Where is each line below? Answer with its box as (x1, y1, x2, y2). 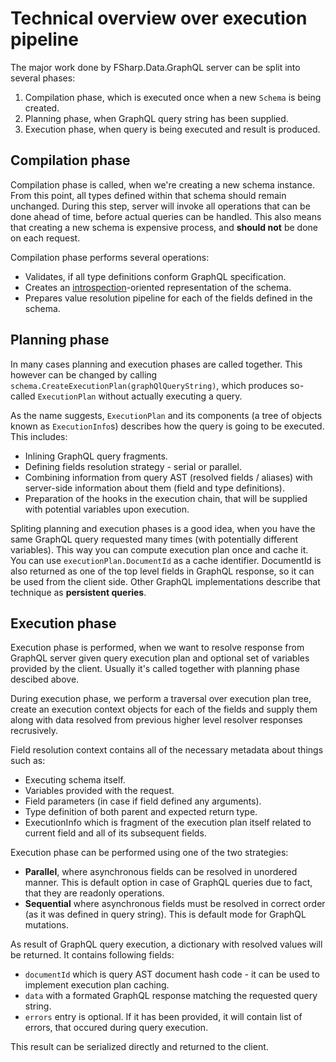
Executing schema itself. (24, 774, 126, 786)
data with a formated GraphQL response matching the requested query (24, 990, 318, 1002)
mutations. (24, 919, 69, 931)
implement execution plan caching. (24, 979, 170, 991)
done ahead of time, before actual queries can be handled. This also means (10, 210, 322, 222)
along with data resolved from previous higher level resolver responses (10, 714, 303, 726)
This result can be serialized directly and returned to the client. (10, 1041, 269, 1053)
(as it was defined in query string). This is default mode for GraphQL (24, 908, 307, 921)
